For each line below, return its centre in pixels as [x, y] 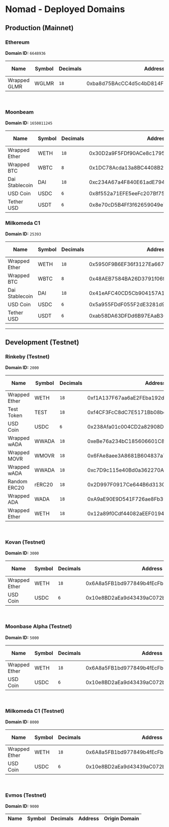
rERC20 [44, 485]
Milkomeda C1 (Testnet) [35, 711]
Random [18, 481]
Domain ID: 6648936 [26, 53]
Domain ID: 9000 [22, 806]
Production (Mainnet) [39, 28]
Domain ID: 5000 [22, 637]
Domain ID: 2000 [22, 368]
